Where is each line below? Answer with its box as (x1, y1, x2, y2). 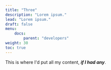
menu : (5, 26, 17, 31)
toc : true (5, 45, 26, 50)
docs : (14, 31, 26, 36)
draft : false (5, 21, 33, 27)
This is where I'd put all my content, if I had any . (5, 59, 106, 65)
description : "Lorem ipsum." (5, 12, 67, 17)
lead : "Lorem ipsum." (5, 17, 51, 22)
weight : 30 (5, 41, 28, 46)
